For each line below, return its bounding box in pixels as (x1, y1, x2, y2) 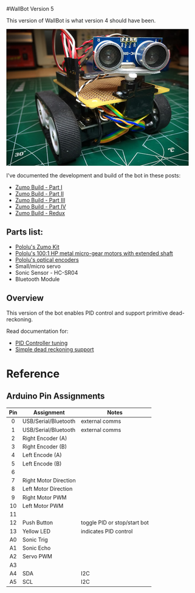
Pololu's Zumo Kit (15, 243, 60, 250)
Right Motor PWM (22, 493, 67, 501)
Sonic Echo (22, 544, 51, 552)
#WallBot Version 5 (6, 5, 54, 12)
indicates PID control (81, 527, 133, 535)
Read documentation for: (6, 327, 69, 335)
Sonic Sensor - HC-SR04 (15, 269, 78, 276)
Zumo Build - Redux (15, 210, 66, 216)
